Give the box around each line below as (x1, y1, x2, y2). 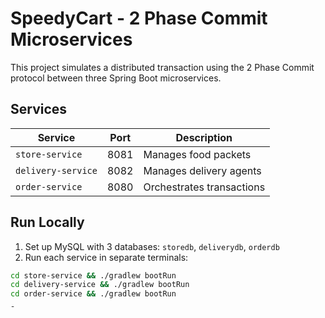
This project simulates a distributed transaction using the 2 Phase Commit (10, 61, 315, 73)
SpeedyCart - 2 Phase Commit (10, 7, 268, 30)
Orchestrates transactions (143, 180, 266, 194)
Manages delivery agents (143, 163, 262, 177)
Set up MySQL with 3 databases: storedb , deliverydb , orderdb (24, 240, 280, 252)
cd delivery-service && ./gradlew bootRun (10, 280, 190, 290)
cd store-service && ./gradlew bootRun (10, 270, 177, 281)
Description (175, 130, 233, 144)
